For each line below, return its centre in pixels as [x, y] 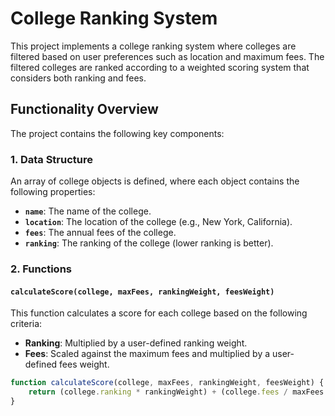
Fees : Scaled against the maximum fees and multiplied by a [147, 354]
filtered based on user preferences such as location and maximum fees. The [167, 56]
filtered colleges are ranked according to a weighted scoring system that [160, 67]
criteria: [26, 324]
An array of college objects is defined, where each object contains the [155, 181]
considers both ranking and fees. [78, 78]
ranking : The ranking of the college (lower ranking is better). [149, 243]
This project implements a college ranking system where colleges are [153, 46]
